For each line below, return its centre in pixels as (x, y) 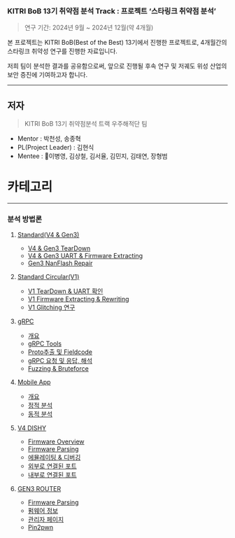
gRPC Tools (44, 344)
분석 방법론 (25, 219)
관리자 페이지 (46, 520)
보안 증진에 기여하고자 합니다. (48, 75)
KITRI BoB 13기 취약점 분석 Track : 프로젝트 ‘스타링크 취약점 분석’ (112, 10)
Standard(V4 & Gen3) (48, 235)
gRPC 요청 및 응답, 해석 (60, 361)
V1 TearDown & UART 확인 (65, 291)
